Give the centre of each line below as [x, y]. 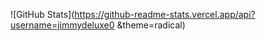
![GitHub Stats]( [42, 14]
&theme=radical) [151, 25]
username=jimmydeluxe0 [62, 25]
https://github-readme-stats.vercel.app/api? [165, 14]
